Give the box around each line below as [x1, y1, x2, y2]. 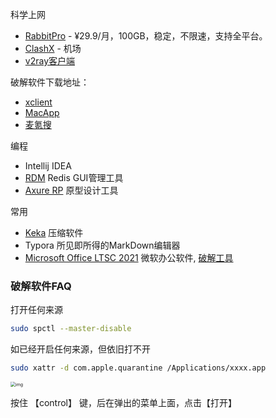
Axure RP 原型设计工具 [24, 184, 119, 196]
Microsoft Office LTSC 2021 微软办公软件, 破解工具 [24, 252, 234, 263]
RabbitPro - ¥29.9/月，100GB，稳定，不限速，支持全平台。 [24, 30, 268, 42]
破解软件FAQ [10, 279, 72, 293]
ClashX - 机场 [24, 43, 82, 54]
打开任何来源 [10, 304, 63, 316]
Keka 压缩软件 [24, 227, 84, 238]
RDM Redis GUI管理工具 [24, 172, 124, 183]
